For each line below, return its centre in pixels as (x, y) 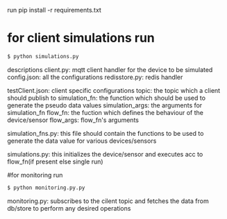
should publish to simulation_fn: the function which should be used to (107, 98)
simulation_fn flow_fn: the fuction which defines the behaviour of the (105, 112)
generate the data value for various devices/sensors (82, 141)
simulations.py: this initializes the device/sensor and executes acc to (105, 154)
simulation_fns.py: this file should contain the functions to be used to (106, 133)
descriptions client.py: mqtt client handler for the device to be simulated (110, 69)
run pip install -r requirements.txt (54, 10)
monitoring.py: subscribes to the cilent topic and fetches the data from (108, 201)
